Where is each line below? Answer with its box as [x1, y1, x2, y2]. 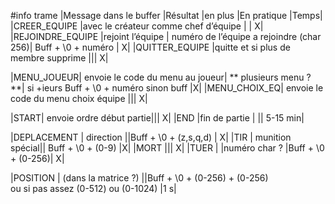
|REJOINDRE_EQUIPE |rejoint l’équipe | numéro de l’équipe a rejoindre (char [10, 31, 322, 42]
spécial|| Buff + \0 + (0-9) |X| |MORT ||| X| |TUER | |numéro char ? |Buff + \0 [10, 142, 325, 154]
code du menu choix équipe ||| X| [10, 93, 148, 104]
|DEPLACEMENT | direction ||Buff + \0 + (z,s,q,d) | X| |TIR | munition [10, 131, 292, 143]
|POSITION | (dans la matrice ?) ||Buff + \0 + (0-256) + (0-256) [10, 172, 269, 184]
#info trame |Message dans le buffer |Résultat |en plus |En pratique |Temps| [10, 10, 323, 21]
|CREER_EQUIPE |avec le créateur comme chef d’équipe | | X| [10, 20, 264, 32]
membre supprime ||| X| [10, 52, 109, 64]
